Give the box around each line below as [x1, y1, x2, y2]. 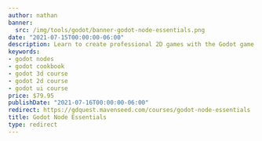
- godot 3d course [8, 70, 68, 78]
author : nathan [8, 11, 58, 20]
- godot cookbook [8, 63, 65, 70]
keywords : [8, 48, 41, 56]
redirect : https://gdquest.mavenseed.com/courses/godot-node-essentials [8, 107, 251, 114]
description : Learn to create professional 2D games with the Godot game [8, 41, 255, 49]
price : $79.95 [8, 92, 55, 99]
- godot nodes [8, 56, 55, 63]
